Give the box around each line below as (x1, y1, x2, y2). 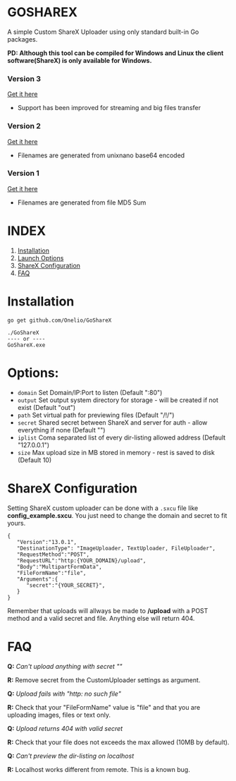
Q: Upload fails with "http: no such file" (7, 689, 121, 698)
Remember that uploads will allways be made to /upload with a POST (7, 606, 209, 614)
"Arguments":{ (16, 576, 58, 583)
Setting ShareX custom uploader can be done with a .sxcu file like (7, 504, 199, 512)
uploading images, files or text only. (7, 710, 111, 719)
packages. (7, 35, 38, 43)
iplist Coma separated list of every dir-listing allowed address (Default (17, 433, 226, 442)
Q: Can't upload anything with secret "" (7, 662, 123, 670)
